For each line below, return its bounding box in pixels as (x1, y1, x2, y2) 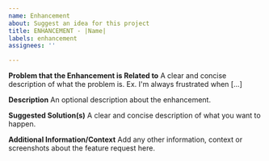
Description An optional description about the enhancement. (8, 95, 212, 105)
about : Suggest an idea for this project (8, 19, 150, 27)
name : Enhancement (8, 11, 70, 20)
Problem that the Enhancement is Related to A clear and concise (8, 71, 227, 80)
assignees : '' (8, 42, 57, 50)
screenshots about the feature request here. (8, 143, 156, 153)
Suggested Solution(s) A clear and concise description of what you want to (8, 110, 261, 121)
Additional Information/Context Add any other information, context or (8, 134, 243, 145)
